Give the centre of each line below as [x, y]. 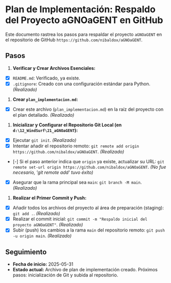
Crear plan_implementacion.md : [45, 99]
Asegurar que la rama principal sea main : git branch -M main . [77, 183]
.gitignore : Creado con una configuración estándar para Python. [81, 84]
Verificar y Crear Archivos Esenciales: [54, 68]
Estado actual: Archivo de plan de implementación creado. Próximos [85, 270]
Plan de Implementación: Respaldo [80, 9]
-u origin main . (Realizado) [42, 236]
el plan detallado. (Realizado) [43, 115]
